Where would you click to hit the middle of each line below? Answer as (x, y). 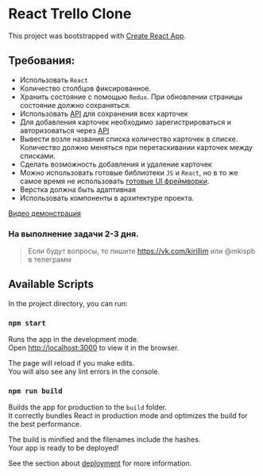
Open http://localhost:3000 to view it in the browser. (94, 348)
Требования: (42, 61)
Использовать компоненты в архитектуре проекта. (107, 198)
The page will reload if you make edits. (72, 363)
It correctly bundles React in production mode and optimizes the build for (128, 416)
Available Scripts (51, 284)
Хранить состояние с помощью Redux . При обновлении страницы (131, 97)
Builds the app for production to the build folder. (88, 407)
